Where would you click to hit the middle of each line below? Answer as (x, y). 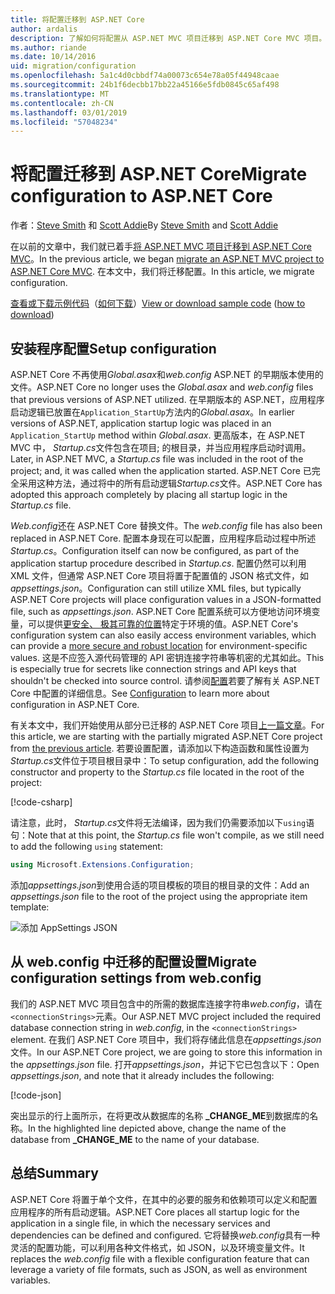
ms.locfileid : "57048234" (64, 122)
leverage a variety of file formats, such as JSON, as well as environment (159, 1269)
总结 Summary (54, 1173)
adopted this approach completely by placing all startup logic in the (149, 494)
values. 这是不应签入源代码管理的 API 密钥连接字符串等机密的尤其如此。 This (167, 657)
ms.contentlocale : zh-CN (62, 103)
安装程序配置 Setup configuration (113, 348)
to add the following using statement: (86, 846)
